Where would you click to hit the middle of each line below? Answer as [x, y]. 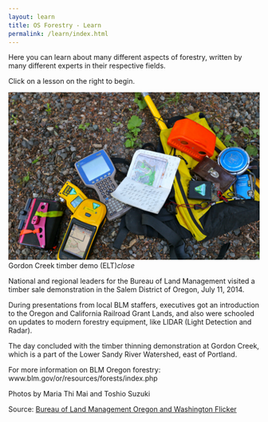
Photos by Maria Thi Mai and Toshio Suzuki [79, 394]
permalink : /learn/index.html [59, 34]
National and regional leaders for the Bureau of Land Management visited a [132, 281]
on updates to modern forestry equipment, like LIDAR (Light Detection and [130, 322]
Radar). [20, 330]
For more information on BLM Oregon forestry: [85, 370]
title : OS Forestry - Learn [55, 25]
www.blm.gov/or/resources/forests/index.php [83, 378]
